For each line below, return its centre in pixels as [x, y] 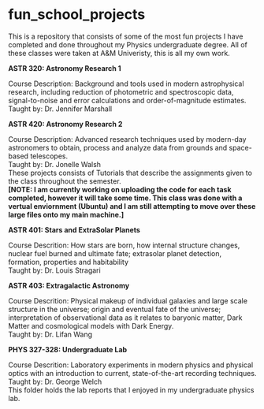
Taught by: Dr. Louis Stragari [54, 270]
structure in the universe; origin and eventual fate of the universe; [115, 309]
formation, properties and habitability [68, 262]
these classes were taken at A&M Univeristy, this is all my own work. [119, 53]
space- [240, 147]
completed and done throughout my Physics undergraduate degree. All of [128, 44]
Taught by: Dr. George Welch [55, 381]
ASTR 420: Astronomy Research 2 [65, 124]
